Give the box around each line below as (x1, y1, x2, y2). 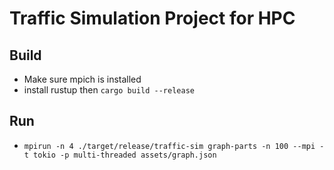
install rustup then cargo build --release (23, 84, 195, 96)
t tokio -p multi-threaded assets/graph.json (23, 150, 217, 160)
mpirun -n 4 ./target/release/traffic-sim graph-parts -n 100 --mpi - (23, 141, 325, 151)
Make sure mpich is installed (23, 73, 142, 85)
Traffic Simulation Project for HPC (9, 7, 296, 30)
